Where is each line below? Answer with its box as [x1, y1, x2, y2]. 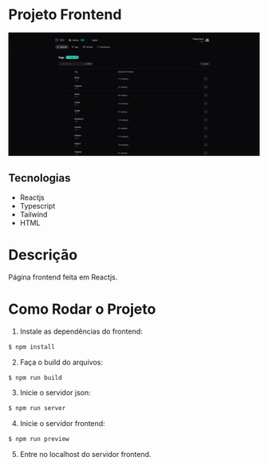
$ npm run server [8, 404, 66, 412]
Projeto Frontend [8, 6, 122, 24]
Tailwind [19, 209, 48, 219]
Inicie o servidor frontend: [19, 419, 105, 428]
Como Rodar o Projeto [8, 300, 156, 318]
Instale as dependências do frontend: [19, 326, 144, 336]
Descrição [8, 246, 78, 264]
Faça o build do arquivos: [19, 357, 104, 367]
